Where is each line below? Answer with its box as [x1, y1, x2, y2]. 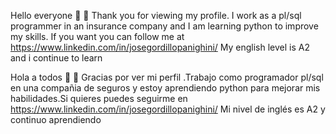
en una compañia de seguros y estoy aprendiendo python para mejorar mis [10, 82, 321, 94]
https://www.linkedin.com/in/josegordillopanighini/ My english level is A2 [10, 41, 310, 53]
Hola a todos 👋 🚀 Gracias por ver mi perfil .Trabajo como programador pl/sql [10, 71, 324, 83]
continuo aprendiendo [10, 114, 102, 125]
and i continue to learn [10, 52, 103, 64]
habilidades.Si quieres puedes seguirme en [10, 93, 188, 104]
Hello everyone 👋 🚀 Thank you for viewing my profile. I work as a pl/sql [10, 10, 302, 21]
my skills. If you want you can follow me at [10, 31, 185, 42]
